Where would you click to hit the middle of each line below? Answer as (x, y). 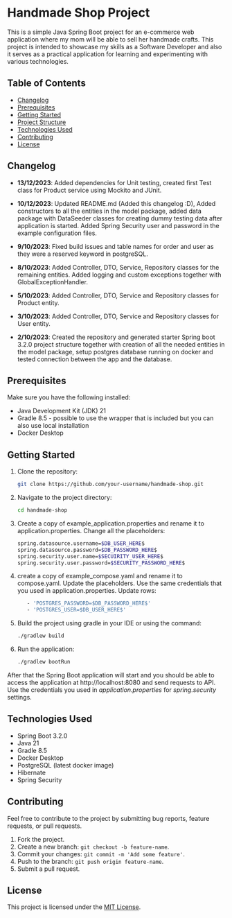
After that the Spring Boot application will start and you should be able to (111, 675)
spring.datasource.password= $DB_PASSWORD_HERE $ (87, 550)
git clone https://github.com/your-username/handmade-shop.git (110, 484)
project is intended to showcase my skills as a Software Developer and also (115, 46)
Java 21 (28, 743)
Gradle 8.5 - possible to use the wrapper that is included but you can (115, 418)
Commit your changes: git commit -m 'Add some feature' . (101, 854)
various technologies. (38, 61)
